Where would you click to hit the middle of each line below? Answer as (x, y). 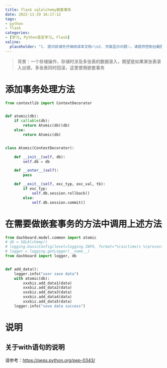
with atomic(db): (32, 278)
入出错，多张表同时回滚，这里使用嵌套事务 (61, 67)
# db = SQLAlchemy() (27, 242)
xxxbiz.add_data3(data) (47, 292)
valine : (13, 42)
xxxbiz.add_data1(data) (47, 283)
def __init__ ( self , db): (40, 157)
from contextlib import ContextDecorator (49, 103)
